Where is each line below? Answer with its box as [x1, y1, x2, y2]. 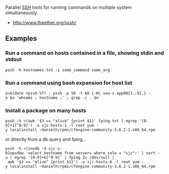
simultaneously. [5, 10, 38, 16]
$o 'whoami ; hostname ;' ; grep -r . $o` [10, 95, 101, 100]
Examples [5, 34, 37, 43]
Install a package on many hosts [5, 107, 86, 114]
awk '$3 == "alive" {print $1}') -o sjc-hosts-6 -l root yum [7, 160, 140, 165]
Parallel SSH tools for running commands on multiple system [5, 5, 132, 10]
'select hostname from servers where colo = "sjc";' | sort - [25, 151, 160, 156]
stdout [5, 56, 22, 63]
